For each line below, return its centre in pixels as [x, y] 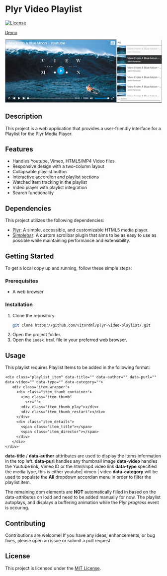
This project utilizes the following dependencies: [55, 220]
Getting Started [30, 256]
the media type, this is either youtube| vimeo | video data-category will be [82, 472]
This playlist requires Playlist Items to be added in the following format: [78, 367]
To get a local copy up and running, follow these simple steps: [69, 268]
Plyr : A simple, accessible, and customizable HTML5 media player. [81, 230]
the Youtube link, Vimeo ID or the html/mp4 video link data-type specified [81, 467]
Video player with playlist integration [50, 188]
